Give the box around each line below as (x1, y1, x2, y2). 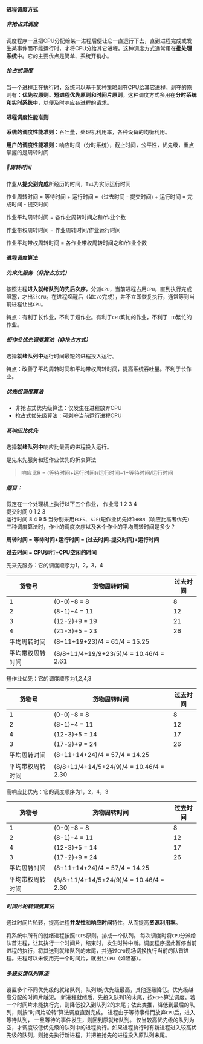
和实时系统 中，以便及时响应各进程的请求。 (6, 99, 112, 106)
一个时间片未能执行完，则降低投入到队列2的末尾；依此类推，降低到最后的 (6, 1001, 190, 1008)
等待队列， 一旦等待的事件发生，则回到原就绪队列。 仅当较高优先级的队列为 (6, 1016, 195, 1023)
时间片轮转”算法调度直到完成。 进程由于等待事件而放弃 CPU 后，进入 (30, 1009, 195, 1016)
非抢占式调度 (6, 21, 38, 28)
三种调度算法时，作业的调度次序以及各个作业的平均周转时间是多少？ (6, 523, 176, 530)
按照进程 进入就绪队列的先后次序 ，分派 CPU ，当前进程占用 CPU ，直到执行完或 (6, 285, 192, 293)
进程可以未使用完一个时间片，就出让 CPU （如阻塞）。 (16, 954, 144, 962)
